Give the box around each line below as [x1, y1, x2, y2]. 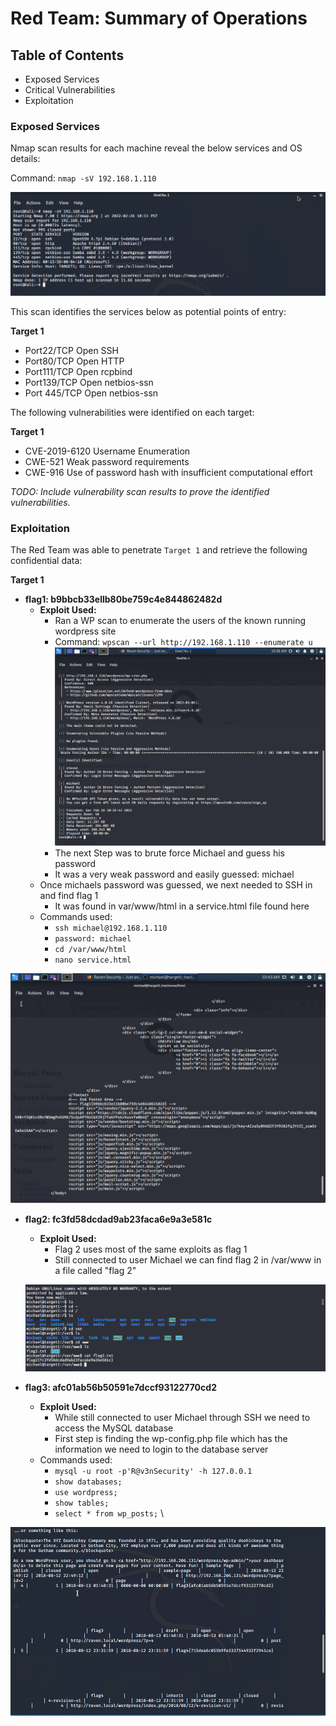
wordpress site [54, 625, 117, 637]
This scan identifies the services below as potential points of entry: [10, 306, 287, 318]
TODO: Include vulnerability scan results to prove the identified [10, 486, 270, 498]
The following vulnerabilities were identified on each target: [10, 407, 255, 419]
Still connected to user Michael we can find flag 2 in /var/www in [54, 1254, 322, 1266]
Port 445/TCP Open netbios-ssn [24, 387, 159, 399]
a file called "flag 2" [54, 1265, 137, 1277]
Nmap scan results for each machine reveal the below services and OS [10, 142, 303, 154]
